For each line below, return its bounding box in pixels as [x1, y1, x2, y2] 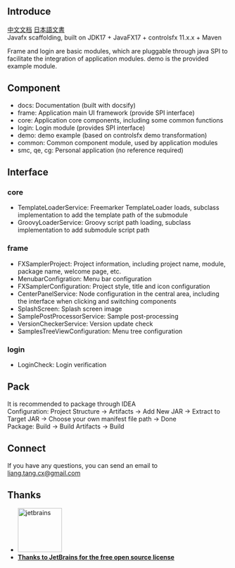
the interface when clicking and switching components [17, 297, 177, 305]
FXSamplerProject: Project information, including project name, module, [17, 259, 226, 268]
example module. [7, 61, 58, 70]
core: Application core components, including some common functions [17, 116, 224, 124]
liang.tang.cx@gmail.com [7, 469, 81, 477]
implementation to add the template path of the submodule [17, 211, 189, 219]
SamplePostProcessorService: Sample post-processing [17, 311, 179, 320]
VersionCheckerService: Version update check [17, 319, 153, 328]
